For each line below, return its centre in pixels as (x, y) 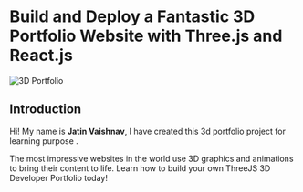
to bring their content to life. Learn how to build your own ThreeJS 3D (140, 168)
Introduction (46, 110)
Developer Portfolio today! (58, 177)
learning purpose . (44, 141)
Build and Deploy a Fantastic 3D (132, 17)
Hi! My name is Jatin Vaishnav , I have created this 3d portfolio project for (147, 131)
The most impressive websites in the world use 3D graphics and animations (151, 158)
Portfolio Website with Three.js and (146, 36)
